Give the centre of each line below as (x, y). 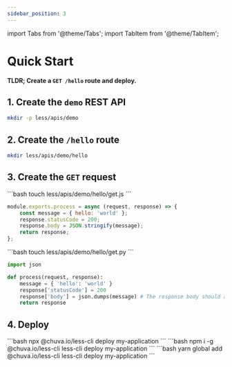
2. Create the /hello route (63, 140)
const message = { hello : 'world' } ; (74, 213)
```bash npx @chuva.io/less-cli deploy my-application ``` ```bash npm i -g (110, 341)
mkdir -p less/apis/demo (43, 118)
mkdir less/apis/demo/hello (48, 156)
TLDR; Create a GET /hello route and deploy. (72, 80)
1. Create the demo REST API (67, 102)
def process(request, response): (55, 277)
